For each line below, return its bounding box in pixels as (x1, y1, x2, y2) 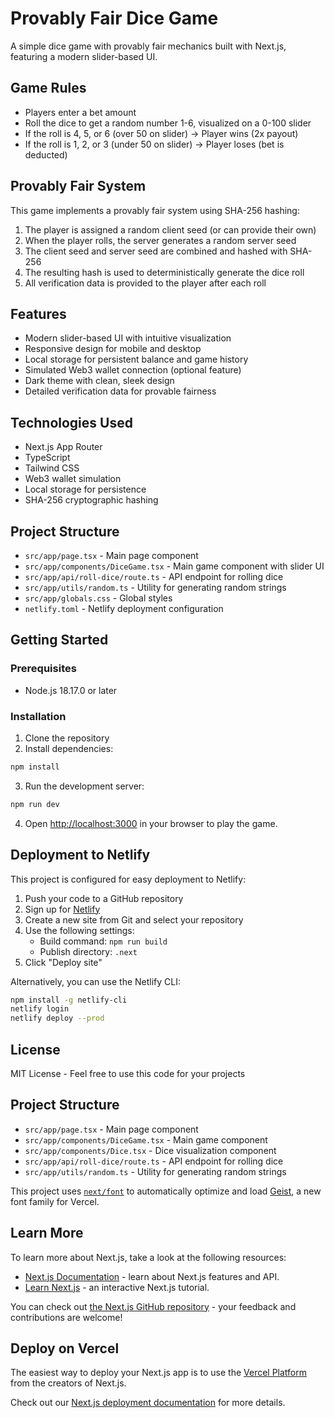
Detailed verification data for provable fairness (24, 385, 217, 397)
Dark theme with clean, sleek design (24, 375, 175, 387)
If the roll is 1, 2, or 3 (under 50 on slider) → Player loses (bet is (24, 138, 285, 150)
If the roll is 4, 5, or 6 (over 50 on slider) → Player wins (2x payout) (24, 127, 299, 139)
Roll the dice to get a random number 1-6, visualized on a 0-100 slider (24, 117, 312, 129)
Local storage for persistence (24, 483, 147, 496)
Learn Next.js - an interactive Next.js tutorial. (24, 1281, 210, 1293)
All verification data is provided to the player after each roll (24, 277, 267, 289)
